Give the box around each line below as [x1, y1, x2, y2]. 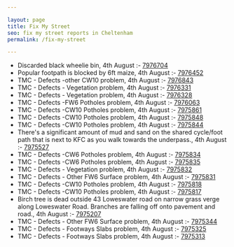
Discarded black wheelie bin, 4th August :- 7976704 [17, 61, 168, 70]
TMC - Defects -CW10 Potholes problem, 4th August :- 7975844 [17, 120, 204, 129]
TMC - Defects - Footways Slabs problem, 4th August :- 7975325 [17, 225, 207, 233]
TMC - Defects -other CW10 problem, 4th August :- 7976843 [17, 76, 194, 85]
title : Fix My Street [7, 22, 71, 30]
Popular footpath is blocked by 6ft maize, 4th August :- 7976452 [17, 69, 204, 77]
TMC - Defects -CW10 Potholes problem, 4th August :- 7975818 [17, 180, 202, 189]
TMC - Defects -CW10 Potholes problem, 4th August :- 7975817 [17, 188, 202, 196]
